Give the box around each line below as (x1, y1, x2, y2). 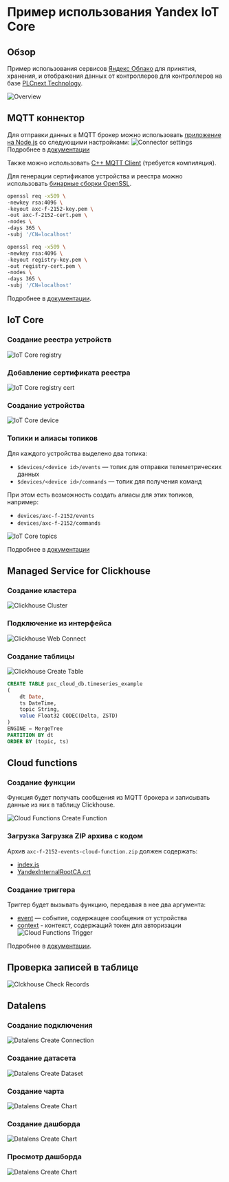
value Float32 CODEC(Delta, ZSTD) (19, 712, 118, 720)
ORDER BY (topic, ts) (7, 738, 69, 745)
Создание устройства (7, 400, 85, 410)
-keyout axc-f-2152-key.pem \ (7, 205, 94, 212)
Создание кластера (7, 585, 77, 595)
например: (7, 497, 39, 506)
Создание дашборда (7, 1119, 80, 1128)
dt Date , (19, 693, 45, 700)
